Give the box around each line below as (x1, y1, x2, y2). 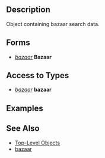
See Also (6, 124, 40, 134)
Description (6, 5, 50, 15)
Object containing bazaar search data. (6, 20, 100, 27)
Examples (6, 103, 43, 113)
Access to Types (6, 70, 69, 80)
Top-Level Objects (14, 139, 61, 146)
